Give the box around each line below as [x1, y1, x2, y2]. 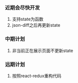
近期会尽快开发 [5, 4, 40, 11]
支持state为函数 [12, 16, 44, 22]
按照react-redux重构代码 [12, 73, 62, 79]
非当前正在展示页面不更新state [12, 48, 74, 53]
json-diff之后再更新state [12, 22, 61, 28]
